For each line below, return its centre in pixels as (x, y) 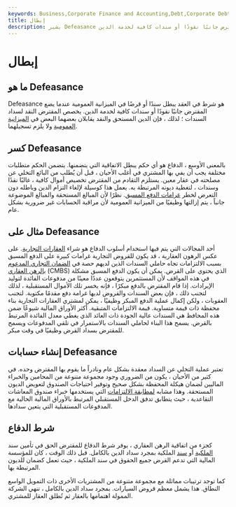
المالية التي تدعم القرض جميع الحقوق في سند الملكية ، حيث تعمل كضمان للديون (112, 459)
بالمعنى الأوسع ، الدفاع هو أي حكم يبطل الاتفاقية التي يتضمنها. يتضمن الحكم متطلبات (117, 165)
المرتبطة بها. (24, 467)
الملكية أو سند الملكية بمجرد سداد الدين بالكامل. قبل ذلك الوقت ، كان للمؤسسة (110, 452)
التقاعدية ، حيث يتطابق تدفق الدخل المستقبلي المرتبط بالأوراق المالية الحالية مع (111, 399)
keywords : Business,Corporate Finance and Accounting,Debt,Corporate (112, 14)
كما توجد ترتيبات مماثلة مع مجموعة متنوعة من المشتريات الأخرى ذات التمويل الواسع (117, 480)
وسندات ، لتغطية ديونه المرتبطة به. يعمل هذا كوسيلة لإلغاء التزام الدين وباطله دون (113, 187)
